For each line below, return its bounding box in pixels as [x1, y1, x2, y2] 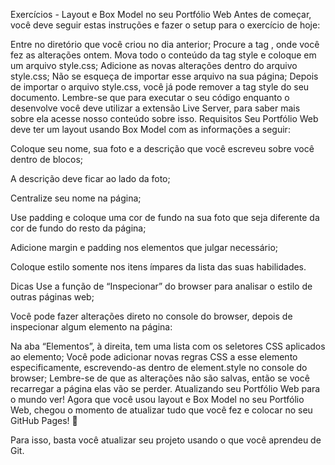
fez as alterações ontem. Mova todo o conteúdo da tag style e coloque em [10, 49, 317, 61]
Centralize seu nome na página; [10, 192, 142, 204]
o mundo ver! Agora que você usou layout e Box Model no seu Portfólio [10, 394, 305, 405]
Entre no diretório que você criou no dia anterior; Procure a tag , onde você [10, 39, 320, 50]
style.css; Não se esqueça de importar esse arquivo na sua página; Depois [10, 70, 319, 82]
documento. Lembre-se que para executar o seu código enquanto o [10, 92, 290, 103]
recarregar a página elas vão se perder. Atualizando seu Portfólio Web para [10, 383, 321, 394]
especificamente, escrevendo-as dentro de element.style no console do [10, 362, 308, 373]
